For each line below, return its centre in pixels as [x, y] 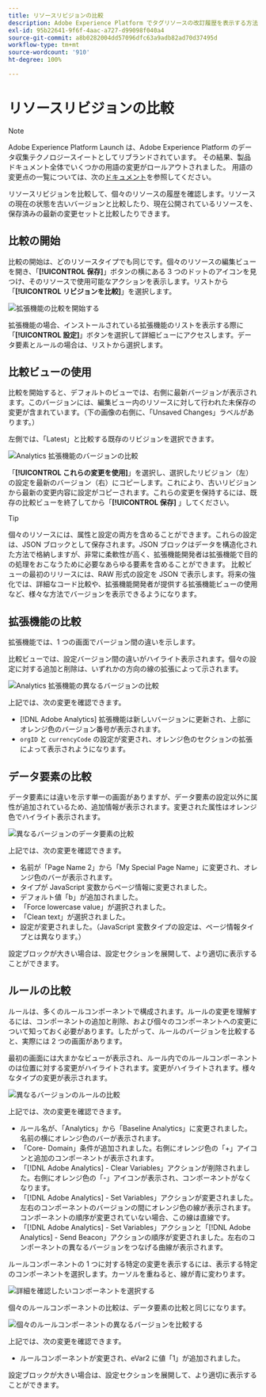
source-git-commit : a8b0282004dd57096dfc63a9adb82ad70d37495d [113, 38]
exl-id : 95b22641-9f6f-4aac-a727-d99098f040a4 [86, 30]
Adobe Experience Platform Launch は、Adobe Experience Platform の [123, 147]
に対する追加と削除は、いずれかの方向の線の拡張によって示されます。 [129, 669]
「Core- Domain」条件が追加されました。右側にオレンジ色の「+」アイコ [138, 1148]
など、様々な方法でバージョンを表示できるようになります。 [105, 594]
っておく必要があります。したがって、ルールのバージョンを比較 [139, 1031]
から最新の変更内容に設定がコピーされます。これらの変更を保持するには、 [129, 493]
